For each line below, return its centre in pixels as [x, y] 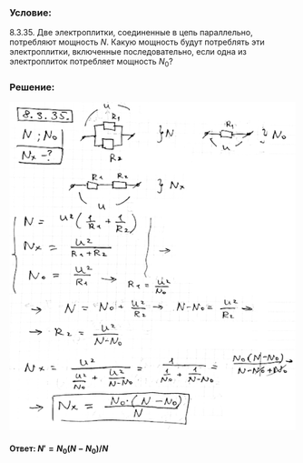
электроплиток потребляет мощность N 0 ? [92, 63]
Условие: [30, 13]
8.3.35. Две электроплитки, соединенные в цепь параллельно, [131, 33]
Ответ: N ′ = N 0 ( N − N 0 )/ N [59, 449]
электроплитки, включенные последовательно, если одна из [128, 52]
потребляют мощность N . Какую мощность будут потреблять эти [137, 42]
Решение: [32, 87]
